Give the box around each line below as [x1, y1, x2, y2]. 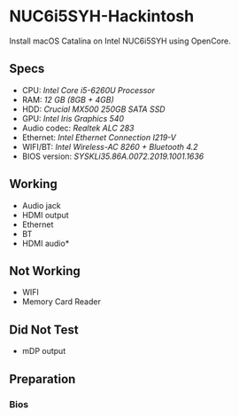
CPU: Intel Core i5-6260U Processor [21, 84, 155, 95]
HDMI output [21, 209, 69, 220]
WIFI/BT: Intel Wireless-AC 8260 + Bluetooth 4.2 [21, 141, 198, 152]
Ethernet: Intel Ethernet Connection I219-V [21, 131, 177, 143]
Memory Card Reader [21, 296, 102, 307]
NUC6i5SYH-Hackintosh [9, 6, 195, 27]
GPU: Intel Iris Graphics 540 [21, 113, 125, 123]
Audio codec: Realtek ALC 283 [21, 122, 135, 133]
